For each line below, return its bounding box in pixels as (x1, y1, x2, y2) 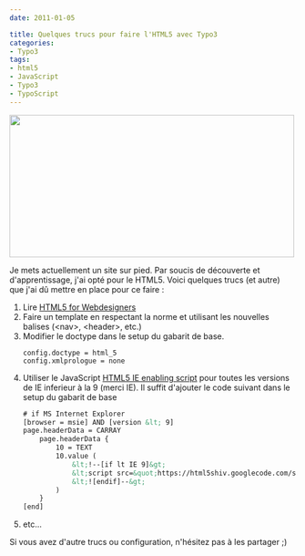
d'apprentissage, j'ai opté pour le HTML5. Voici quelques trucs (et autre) (9, 274, 280, 285)
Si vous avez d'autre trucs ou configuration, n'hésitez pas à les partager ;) (9, 537, 288, 548)
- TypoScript (9, 88, 59, 98)
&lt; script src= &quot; (71, 468, 158, 478)
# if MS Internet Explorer (22, 409, 126, 418)
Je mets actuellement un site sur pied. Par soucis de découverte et (9, 264, 261, 275)
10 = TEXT (56, 443, 93, 452)
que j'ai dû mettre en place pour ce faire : (9, 283, 165, 294)
